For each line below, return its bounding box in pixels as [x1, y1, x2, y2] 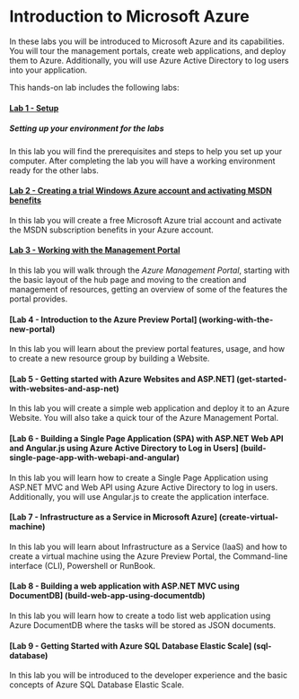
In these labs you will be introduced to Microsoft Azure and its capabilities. [9, 36, 285, 47]
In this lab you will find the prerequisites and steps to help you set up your [9, 145, 283, 156]
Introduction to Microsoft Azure [9, 6, 250, 27]
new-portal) [9, 323, 56, 334]
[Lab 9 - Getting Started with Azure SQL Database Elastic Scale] [9, 640, 252, 651]
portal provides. [9, 293, 68, 304]
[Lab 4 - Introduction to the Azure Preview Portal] [9, 314, 198, 325]
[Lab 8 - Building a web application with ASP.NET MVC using [9, 581, 240, 591]
